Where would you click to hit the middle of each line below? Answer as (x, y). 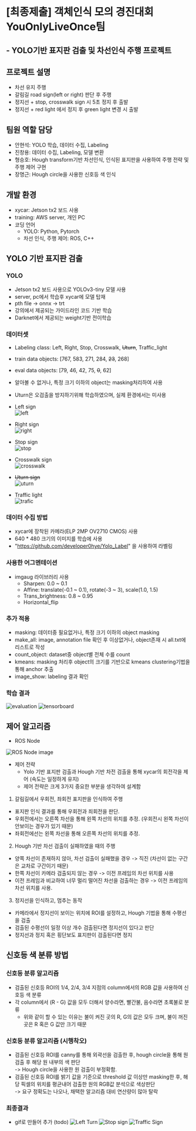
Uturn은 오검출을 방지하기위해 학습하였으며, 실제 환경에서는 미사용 (90, 395)
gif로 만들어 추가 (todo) (42, 1122)
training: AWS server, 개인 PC (50, 218)
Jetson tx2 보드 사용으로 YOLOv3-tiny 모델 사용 (70, 289)
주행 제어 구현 (30, 167)
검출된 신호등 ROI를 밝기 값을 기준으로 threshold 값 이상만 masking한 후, (98, 1076)
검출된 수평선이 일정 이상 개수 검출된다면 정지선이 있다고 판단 (84, 928)
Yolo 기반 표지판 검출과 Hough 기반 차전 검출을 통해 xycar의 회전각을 (103, 772)
